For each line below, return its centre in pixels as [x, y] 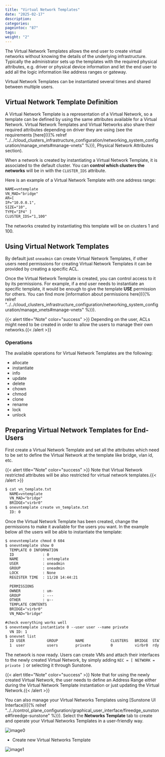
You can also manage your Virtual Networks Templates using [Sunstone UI [81, 700]
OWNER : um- [32, 591]
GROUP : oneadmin [37, 568]
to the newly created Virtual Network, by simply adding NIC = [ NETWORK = [80, 660]
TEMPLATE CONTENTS [28, 605]
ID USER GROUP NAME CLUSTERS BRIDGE [79, 641]
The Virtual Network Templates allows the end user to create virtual [73, 51]
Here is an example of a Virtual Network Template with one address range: [81, 180]
